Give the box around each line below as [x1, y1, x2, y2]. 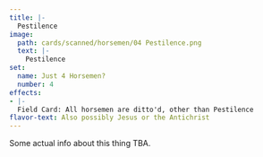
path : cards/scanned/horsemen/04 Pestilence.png [17, 38, 202, 48]
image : [9, 30, 34, 39]
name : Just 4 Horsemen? [17, 72, 106, 81]
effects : [9, 88, 42, 97]
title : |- [9, 13, 47, 22]
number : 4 [17, 80, 54, 89]
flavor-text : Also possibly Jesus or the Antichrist [9, 113, 210, 122]
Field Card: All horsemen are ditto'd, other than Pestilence [17, 105, 254, 114]
